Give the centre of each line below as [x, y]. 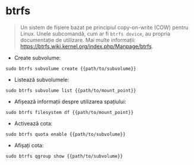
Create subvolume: [37, 58]
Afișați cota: [29, 145]
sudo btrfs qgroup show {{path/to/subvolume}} [64, 156]
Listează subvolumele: [42, 80]
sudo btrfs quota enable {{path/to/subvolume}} [66, 134]
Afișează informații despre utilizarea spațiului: [70, 101]
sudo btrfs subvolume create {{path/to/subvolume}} [71, 69]
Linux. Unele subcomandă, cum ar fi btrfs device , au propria [95, 33]
